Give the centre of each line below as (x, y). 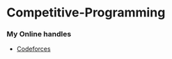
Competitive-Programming (86, 13)
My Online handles (39, 34)
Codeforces (33, 49)
